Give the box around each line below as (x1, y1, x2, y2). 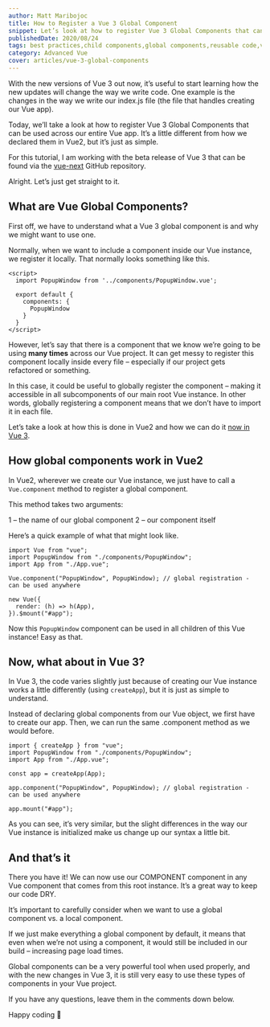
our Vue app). (8, 104, 54, 113)
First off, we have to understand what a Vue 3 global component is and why (8, 221, 259, 231)
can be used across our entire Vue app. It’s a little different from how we (8, 128, 247, 137)
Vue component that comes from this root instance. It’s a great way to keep (8, 881, 258, 890)
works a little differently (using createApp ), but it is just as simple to (8, 685, 230, 695)
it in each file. (8, 407, 54, 416)
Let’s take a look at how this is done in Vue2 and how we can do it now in (8, 422, 251, 432)
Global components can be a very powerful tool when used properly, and (8, 962, 251, 972)
